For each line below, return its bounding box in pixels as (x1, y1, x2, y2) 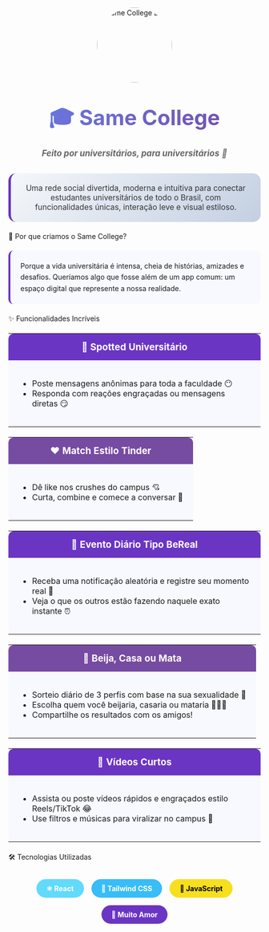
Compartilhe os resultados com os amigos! (31, 709, 194, 720)
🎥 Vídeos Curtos (97, 756, 172, 768)
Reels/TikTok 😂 (31, 803, 92, 814)
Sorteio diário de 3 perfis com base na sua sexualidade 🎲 (31, 689, 247, 700)
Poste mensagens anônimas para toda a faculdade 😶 (31, 378, 234, 389)
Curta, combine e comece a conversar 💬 (31, 492, 183, 503)
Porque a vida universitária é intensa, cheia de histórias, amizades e (20, 261, 244, 270)
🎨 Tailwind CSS (101, 884, 153, 894)
